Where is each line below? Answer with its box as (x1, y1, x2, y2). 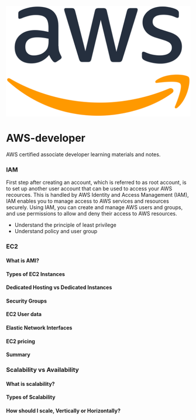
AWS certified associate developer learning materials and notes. (6, 151, 161, 158)
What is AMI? (6, 257, 40, 264)
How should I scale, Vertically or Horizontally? (6, 407, 121, 414)
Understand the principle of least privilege (14, 221, 117, 229)
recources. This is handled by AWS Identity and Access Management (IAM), (6, 191, 189, 199)
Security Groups (6, 297, 47, 304)
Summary (6, 351, 30, 358)
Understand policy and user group (14, 228, 98, 235)
